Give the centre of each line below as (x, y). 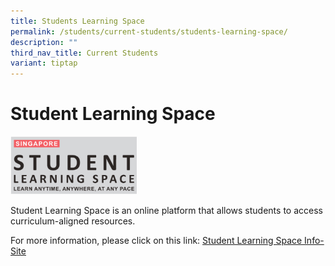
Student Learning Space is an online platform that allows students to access (166, 211)
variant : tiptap (44, 63)
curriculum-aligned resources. (73, 221)
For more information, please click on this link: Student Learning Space (156, 241)
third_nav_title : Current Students (84, 53)
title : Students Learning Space (77, 21)
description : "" (44, 42)
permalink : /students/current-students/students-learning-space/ (149, 31)
